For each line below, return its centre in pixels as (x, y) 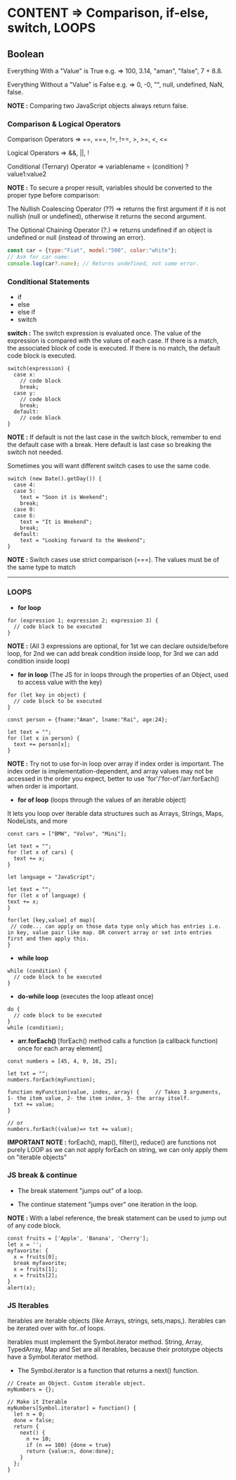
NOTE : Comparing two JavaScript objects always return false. (98, 106)
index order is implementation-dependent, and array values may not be (110, 771)
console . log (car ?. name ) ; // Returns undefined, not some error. (103, 264)
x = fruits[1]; (36, 1269)
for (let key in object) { (47, 695)
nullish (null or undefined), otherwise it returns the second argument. (107, 216)
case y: (25, 393)
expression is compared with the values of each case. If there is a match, (113, 341)
